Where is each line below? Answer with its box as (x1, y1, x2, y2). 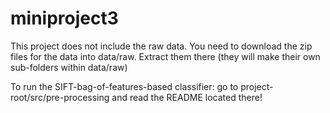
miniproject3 (10, 7, 119, 30)
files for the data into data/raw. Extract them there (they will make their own (10, 50, 321, 62)
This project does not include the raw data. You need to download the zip (10, 40, 313, 52)
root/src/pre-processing (10, 91, 110, 103)
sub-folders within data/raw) (10, 61, 128, 73)
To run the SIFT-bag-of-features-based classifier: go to (10, 80, 239, 92)
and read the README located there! (111, 91, 263, 103)
